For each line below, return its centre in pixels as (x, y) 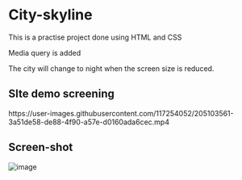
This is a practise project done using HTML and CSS (95, 37)
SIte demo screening (61, 94)
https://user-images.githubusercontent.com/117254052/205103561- (121, 113)
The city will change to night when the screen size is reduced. (111, 68)
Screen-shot (41, 147)
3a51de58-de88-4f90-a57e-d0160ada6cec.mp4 (89, 122)
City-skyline (50, 15)
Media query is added (45, 52)
